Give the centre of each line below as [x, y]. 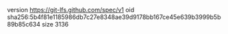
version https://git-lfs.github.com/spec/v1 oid [71, 10]
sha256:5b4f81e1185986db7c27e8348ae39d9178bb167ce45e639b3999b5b [114, 17]
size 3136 [55, 24]
